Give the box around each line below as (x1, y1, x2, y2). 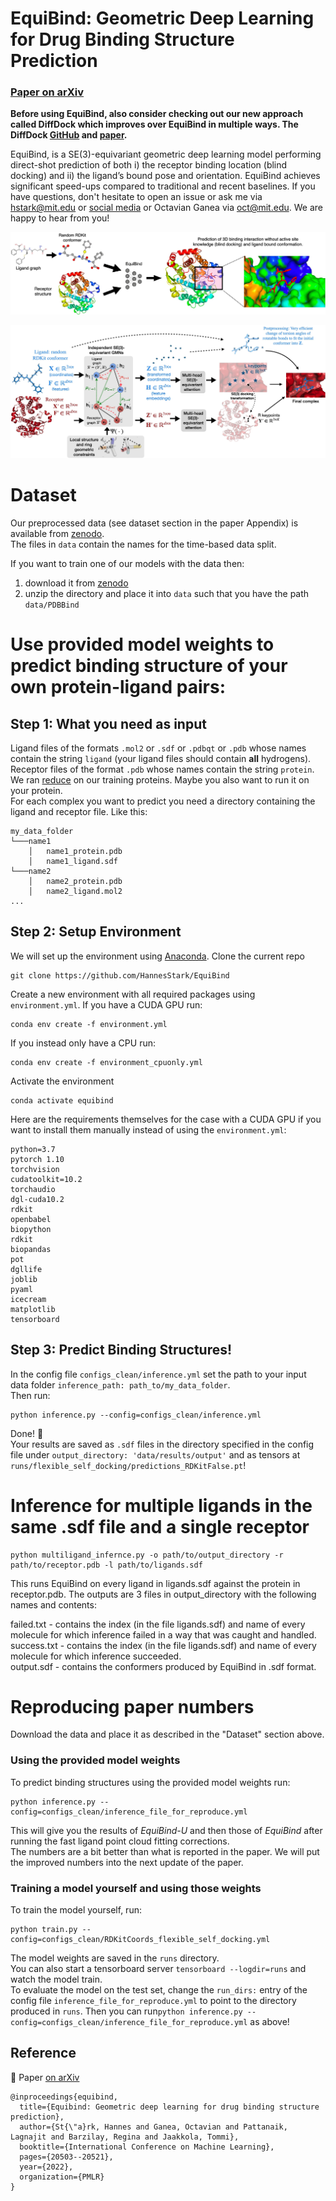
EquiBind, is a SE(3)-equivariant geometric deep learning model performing (10, 148, 322, 161)
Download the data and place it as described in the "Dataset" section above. (10, 1728, 325, 1741)
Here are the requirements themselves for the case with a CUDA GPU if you (10, 1113, 322, 1125)
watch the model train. (10, 1973, 103, 1986)
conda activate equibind (10, 1095, 114, 1106)
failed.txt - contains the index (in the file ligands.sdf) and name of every (10, 1618, 306, 1630)
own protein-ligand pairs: (10, 676, 227, 699)
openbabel (10, 1214, 52, 1224)
